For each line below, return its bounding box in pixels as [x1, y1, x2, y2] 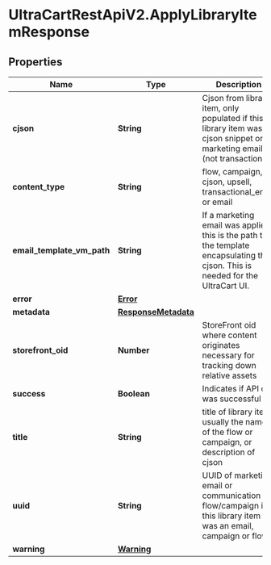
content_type [12, 182, 65, 192]
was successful [202, 393, 261, 404]
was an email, [202, 521, 254, 531]
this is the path [202, 230, 258, 241]
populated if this [202, 113, 264, 123]
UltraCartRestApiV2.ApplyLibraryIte [8, 6, 258, 24]
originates [202, 340, 240, 350]
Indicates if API [202, 383, 260, 394]
